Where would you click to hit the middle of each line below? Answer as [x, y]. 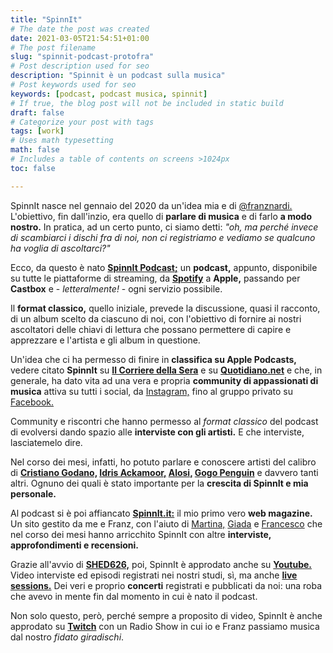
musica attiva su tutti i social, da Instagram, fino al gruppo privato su [151, 391]
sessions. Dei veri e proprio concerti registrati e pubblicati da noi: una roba [166, 585]
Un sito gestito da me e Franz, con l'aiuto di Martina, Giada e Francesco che [166, 523]
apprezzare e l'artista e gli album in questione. [105, 340]
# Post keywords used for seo [73, 85]
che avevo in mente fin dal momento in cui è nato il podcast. [134, 596]
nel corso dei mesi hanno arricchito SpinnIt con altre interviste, [141, 534]
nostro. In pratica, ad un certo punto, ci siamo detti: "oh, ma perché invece [164, 227]
